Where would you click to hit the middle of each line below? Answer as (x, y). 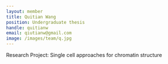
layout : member (25, 11)
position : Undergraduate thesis (45, 22)
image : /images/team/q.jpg (39, 38)
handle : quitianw (27, 28)
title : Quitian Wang (31, 17)
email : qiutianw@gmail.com (39, 33)
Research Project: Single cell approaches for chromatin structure (84, 55)
